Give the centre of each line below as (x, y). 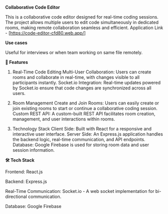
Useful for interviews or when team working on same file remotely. (74, 52)
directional (16, 196)
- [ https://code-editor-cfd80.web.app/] (46, 33)
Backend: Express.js (26, 181)
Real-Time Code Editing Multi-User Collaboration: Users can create (82, 72)
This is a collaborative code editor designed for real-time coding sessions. (82, 17)
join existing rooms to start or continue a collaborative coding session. (85, 108)
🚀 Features (17, 62)
